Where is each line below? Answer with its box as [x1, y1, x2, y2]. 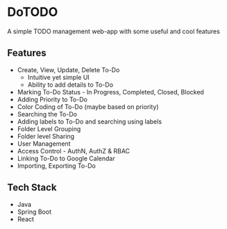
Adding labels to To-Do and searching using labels [17, 117, 162, 126]
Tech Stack [7, 182, 57, 194]
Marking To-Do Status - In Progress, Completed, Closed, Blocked [17, 87, 205, 96]
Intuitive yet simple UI [27, 73, 90, 81]
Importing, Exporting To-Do [17, 161, 96, 170]
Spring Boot [17, 207, 52, 216]
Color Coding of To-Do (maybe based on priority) [17, 102, 159, 111]
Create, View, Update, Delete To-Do [17, 65, 120, 74]
